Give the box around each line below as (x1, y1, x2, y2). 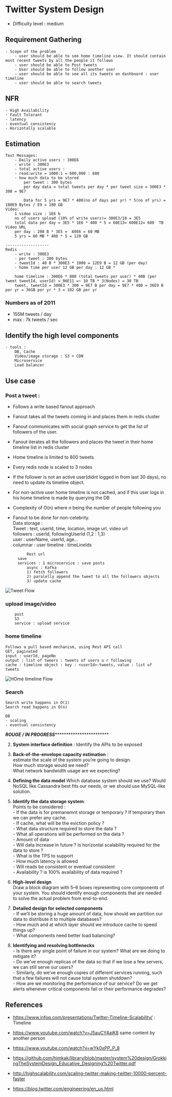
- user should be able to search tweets (14, 80, 102, 85)
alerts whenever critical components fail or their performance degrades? (12, 986, 166, 992)
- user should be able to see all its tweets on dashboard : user (14, 71, 159, 76)
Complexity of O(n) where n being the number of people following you (12, 505, 161, 511)
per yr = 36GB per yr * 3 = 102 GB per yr (5, 288, 97, 293)
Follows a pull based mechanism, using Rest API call (5, 644, 123, 650)
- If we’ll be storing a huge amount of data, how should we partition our (12, 911, 163, 917)
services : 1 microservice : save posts (17, 561, 105, 566)
